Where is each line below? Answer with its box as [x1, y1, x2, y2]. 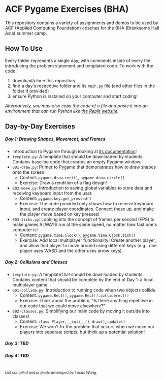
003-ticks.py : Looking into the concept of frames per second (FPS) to [12, 217, 155, 222]
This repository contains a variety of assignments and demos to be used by [5, 20, 159, 26]
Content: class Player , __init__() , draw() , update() [19, 318, 126, 324]
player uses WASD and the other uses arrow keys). [19, 248, 123, 254]
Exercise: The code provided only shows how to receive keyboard [19, 201, 154, 207]
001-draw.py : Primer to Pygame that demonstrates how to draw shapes [12, 164, 156, 170]
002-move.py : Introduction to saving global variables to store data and [12, 185, 153, 191]
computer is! [12, 227, 38, 233]
